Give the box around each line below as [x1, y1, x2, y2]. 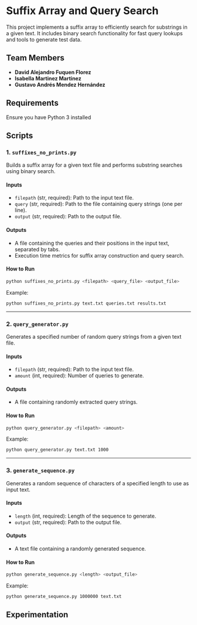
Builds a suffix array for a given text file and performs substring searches [6, 161, 183, 168]
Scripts [6, 130, 33, 140]
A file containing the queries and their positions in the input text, [14, 239, 170, 246]
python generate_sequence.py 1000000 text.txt [6, 594, 122, 600]
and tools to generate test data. [6, 36, 82, 43]
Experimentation [6, 610, 69, 620]
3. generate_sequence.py [6, 467, 75, 475]
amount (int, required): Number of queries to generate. [14, 372, 144, 379]
